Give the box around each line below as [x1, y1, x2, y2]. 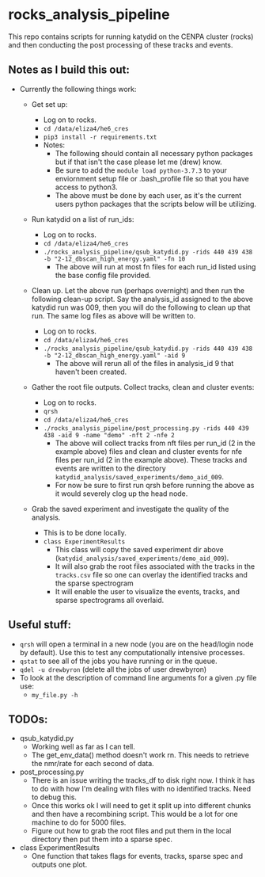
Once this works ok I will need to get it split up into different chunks [31, 801, 252, 810]
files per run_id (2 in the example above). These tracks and [55, 455, 248, 464]
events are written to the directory [55, 463, 166, 473]
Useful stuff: [8, 618, 72, 631]
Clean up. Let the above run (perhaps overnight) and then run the [31, 285, 245, 295]
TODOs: [8, 712, 48, 726]
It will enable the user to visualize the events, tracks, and [55, 586, 240, 596]
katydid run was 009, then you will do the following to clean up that [31, 303, 251, 312]
